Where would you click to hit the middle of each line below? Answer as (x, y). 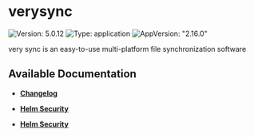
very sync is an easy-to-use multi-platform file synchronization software (127, 49)
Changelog (39, 93)
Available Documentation (73, 74)
